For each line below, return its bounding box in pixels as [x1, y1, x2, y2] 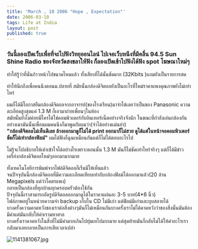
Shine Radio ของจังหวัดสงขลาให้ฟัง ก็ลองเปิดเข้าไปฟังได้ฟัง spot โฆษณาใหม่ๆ [6, 57, 190, 65]
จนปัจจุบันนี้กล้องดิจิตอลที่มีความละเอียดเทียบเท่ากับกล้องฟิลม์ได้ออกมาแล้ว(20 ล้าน [6, 171, 167, 178]
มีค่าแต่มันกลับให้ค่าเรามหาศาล [6, 211, 65, 218]
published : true [6, 31, 47, 37]
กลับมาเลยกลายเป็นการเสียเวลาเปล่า [6, 224, 75, 231]
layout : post [6, 25, 39, 31]
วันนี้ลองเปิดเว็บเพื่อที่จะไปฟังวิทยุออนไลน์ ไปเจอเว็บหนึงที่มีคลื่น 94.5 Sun [6, 50, 177, 58]
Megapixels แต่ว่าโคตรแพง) [6, 178, 67, 185]
